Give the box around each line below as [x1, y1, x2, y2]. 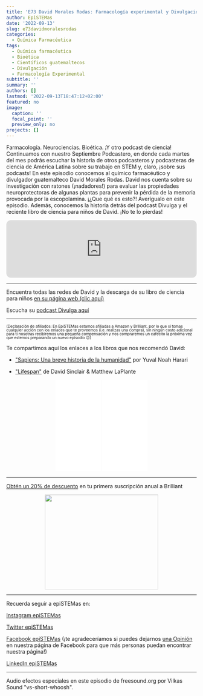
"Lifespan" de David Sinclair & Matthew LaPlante [14, 368, 136, 375]
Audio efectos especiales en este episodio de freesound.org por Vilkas [6, 677, 183, 684]
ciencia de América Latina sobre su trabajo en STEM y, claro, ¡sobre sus [6, 163, 185, 170]
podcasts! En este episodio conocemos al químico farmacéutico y [6, 170, 170, 176]
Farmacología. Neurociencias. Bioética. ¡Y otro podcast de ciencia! [6, 144, 172, 151]
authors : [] [6, 88, 36, 94]
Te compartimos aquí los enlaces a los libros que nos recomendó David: [6, 345, 185, 351]
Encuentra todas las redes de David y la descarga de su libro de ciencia [6, 288, 184, 296]
